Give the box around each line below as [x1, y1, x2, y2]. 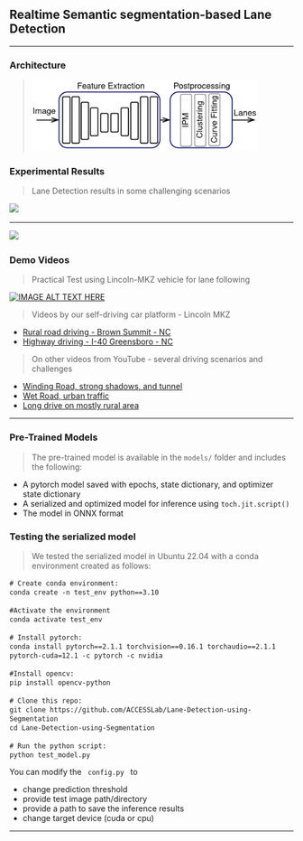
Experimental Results [9, 164, 106, 177]
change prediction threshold [22, 783, 128, 794]
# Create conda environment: [9, 578, 119, 588]
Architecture [9, 59, 67, 71]
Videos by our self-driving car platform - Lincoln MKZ [31, 309, 231, 320]
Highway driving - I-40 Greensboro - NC [22, 336, 174, 347]
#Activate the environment [9, 605, 111, 615]
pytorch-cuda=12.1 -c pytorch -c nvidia [9, 650, 164, 660]
